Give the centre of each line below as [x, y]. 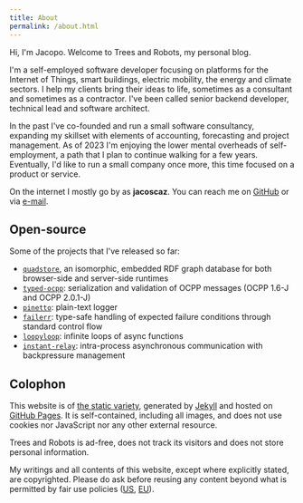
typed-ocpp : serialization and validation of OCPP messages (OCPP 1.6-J [156, 288]
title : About [34, 18]
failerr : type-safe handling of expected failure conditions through [147, 317]
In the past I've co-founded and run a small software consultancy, [132, 126]
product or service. [45, 174]
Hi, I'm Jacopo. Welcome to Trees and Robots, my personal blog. [130, 52]
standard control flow [62, 326]
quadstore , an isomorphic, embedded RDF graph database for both [147, 269]
